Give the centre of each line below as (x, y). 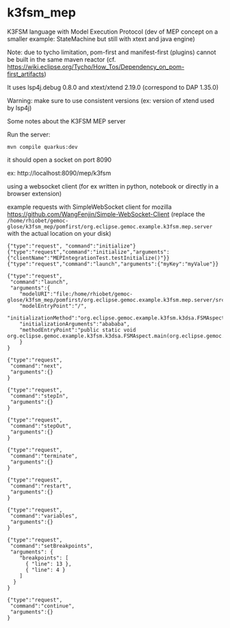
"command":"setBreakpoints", (52, 546)
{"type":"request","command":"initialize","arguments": (88, 252)
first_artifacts (26, 74)
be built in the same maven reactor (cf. (62, 59)
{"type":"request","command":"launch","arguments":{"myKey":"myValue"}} (113, 264)
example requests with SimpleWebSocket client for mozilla (90, 206)
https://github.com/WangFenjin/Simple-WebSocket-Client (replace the (106, 214)
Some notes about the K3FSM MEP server (66, 121)
